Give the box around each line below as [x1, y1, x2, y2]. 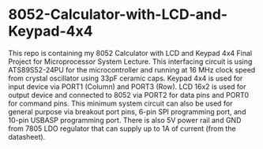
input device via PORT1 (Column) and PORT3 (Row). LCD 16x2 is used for [8, 81, 246, 91]
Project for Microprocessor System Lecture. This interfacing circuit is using [8, 57, 253, 66]
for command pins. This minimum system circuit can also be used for [8, 99, 233, 108]
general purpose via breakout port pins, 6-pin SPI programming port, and [8, 106, 246, 116]
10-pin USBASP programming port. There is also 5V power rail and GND [8, 115, 242, 125]
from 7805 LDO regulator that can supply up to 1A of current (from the [8, 124, 236, 133]
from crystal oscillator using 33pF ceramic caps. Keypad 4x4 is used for [8, 73, 243, 83]
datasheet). [8, 132, 46, 141]
